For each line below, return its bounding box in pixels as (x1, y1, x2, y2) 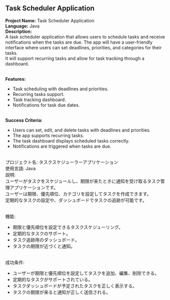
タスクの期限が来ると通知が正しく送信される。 (12, 289, 111, 295)
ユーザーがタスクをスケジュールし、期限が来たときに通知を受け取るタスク (5, 178, 161, 184)
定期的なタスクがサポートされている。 (12, 276, 93, 282)
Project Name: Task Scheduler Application (5, 17, 95, 23)
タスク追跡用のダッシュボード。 (12, 237, 80, 243)
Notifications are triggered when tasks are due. (12, 143, 112, 149)
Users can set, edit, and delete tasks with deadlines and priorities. (12, 127, 151, 133)
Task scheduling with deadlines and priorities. (12, 86, 109, 92)
